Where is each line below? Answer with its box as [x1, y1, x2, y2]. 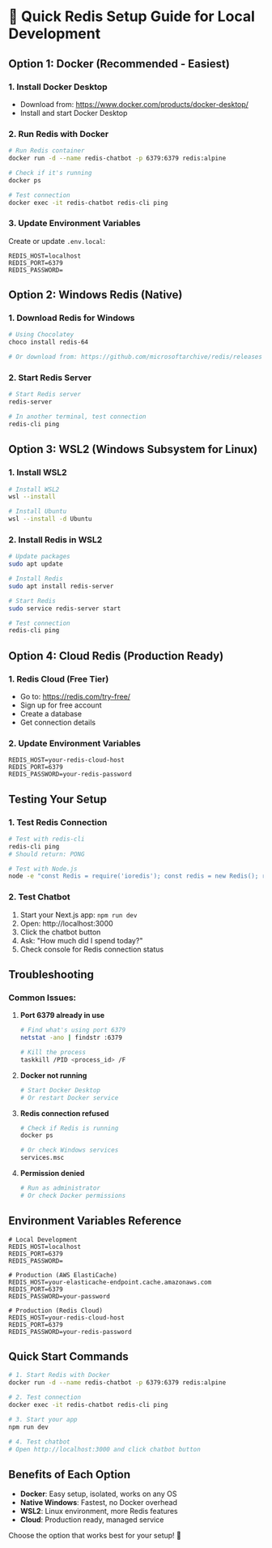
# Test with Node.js [8, 865, 79, 873]
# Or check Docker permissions [19, 1191, 126, 1199]
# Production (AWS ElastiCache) [8, 1271, 117, 1279]
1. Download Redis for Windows [8, 312, 135, 323]
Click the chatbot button [19, 927, 101, 937]
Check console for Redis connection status [19, 944, 164, 954]
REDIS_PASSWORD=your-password [8, 1292, 111, 1300]
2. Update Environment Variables [8, 738, 142, 749]
